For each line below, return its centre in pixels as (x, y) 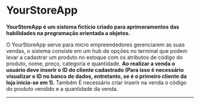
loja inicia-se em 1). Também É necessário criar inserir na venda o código (96, 82)
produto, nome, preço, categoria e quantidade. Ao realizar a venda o (91, 64)
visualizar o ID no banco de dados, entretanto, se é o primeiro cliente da (96, 76)
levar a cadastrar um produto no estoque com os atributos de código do (95, 57)
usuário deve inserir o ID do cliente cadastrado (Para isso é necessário (95, 70)
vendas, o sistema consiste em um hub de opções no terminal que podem (97, 51)
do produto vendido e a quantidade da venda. (62, 89)
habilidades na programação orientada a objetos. (68, 33)
